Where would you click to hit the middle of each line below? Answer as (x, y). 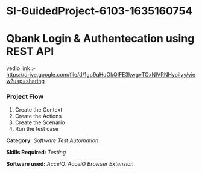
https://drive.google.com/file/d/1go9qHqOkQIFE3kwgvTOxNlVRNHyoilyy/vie (101, 75)
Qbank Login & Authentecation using (100, 39)
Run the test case (37, 129)
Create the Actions (38, 116)
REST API (30, 52)
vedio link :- (21, 68)
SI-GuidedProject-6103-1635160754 (99, 11)
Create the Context (39, 110)
